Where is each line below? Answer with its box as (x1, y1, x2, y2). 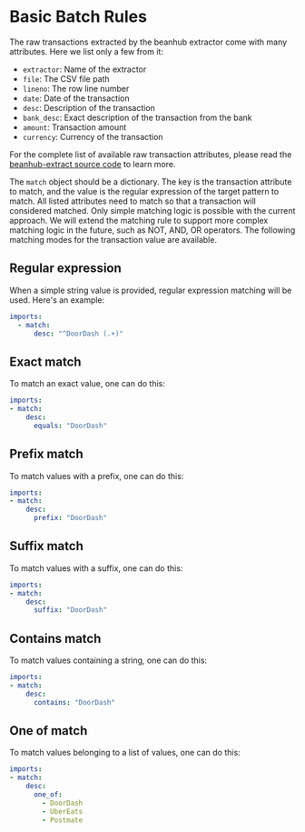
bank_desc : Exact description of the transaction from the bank (22, 112, 252, 123)
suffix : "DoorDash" (33, 606, 107, 615)
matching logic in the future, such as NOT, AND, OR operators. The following (9, 225, 296, 236)
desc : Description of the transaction (22, 102, 156, 113)
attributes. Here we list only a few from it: (9, 45, 163, 56)
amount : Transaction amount (22, 121, 127, 133)
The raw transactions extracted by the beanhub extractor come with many (9, 36, 288, 47)
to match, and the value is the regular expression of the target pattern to (9, 185, 280, 196)
